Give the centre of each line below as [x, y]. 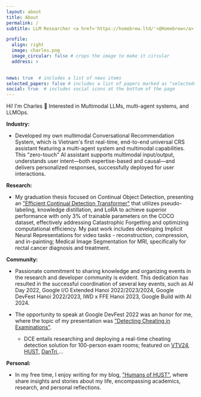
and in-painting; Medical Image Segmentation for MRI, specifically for [100, 242]
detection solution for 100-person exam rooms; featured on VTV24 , [107, 346]
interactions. [30, 174]
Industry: [18, 124]
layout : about [24, 12]
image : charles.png [36, 51]
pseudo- [171, 204]
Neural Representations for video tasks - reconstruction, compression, [102, 235]
